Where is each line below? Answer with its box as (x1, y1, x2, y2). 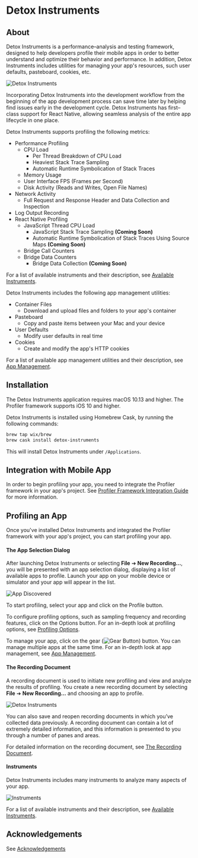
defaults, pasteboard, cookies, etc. (6, 68, 91, 75)
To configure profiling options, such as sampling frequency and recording (6, 613, 186, 621)
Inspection (23, 203, 50, 210)
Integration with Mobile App (6, 465, 111, 475)
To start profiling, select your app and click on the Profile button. (6, 602, 164, 609)
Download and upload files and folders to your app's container (23, 307, 177, 314)
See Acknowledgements (6, 845, 66, 852)
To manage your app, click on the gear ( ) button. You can (6, 637, 181, 644)
